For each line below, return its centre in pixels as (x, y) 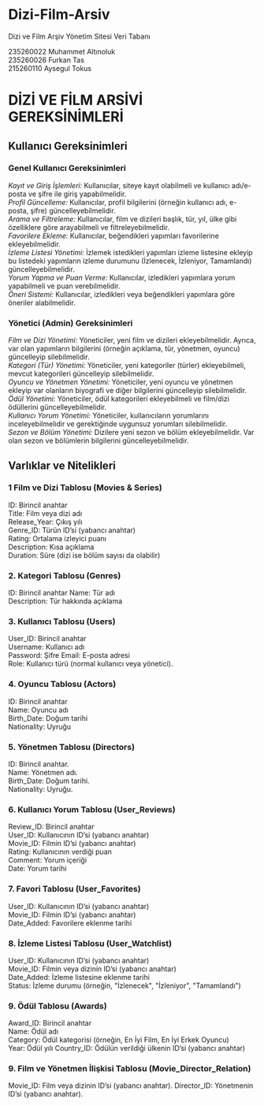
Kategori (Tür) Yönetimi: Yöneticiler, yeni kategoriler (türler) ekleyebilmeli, (127, 366)
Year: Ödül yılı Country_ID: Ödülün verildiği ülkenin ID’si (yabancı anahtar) (127, 1048)
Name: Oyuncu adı (38, 710)
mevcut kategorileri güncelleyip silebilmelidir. (81, 374)
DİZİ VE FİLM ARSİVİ (76, 100)
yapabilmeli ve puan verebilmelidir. (64, 286)
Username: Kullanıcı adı (46, 647)
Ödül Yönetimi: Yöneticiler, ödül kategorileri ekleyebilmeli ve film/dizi (119, 399)
